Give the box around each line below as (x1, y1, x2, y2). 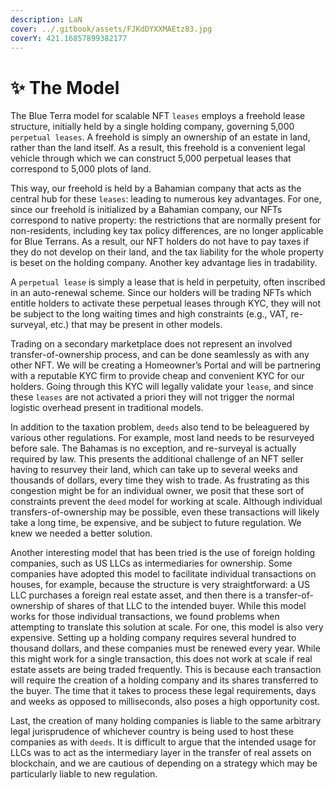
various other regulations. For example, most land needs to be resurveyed (10, 432, 315, 444)
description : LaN (10, 14, 83, 25)
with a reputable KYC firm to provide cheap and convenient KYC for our (10, 370, 305, 382)
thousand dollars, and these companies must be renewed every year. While (10, 642, 321, 655)
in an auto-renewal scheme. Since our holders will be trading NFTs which (10, 287, 312, 299)
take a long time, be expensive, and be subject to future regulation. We (10, 517, 302, 529)
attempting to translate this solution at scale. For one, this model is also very (10, 621, 324, 633)
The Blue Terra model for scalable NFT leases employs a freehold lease (10, 110, 306, 122)
